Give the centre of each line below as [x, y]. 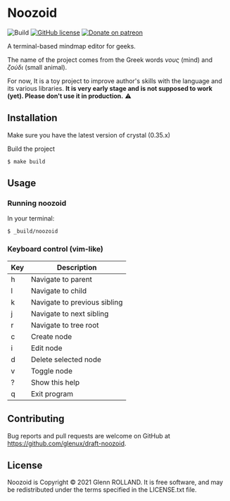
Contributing [36, 419]
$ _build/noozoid [33, 231]
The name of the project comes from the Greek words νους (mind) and [110, 60]
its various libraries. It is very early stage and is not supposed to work [110, 88]
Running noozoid [37, 204]
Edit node [46, 348]
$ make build [26, 161]
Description [77, 267]
